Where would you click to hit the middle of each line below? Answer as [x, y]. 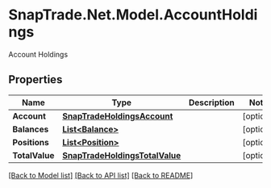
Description [212, 102]
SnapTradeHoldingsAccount [117, 116]
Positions [31, 142]
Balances [31, 129]
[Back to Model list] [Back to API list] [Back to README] [101, 175]
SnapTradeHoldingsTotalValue [121, 155]
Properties [35, 79]
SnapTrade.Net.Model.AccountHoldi [133, 15]
